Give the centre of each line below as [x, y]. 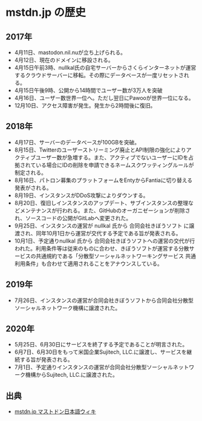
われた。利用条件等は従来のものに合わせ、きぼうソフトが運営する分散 [102, 248]
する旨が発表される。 [46, 360]
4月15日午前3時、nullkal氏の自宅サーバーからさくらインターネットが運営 [105, 68]
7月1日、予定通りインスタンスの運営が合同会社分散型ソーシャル [94, 367]
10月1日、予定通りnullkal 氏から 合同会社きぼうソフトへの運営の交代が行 [105, 241]
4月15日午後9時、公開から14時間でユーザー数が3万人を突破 [88, 90]
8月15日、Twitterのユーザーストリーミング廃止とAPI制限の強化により [100, 150]
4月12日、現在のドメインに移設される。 [64, 60]
